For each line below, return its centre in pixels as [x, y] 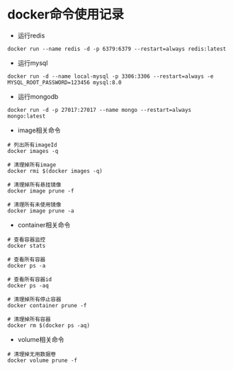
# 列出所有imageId [32, 145]
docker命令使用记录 [66, 15]
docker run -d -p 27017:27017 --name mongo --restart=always [100, 110]
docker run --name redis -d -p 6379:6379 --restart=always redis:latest [117, 49]
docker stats [27, 246]
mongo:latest [27, 116]
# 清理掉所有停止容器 [34, 299]
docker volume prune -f [42, 360]
